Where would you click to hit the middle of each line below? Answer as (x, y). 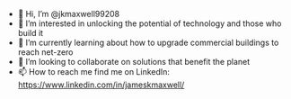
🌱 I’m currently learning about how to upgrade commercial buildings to (148, 42)
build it (30, 33)
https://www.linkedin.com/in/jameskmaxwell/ (101, 85)
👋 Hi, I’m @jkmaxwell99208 (68, 14)
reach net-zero (45, 52)
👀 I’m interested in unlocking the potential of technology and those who (150, 23)
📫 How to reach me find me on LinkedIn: (94, 72)
